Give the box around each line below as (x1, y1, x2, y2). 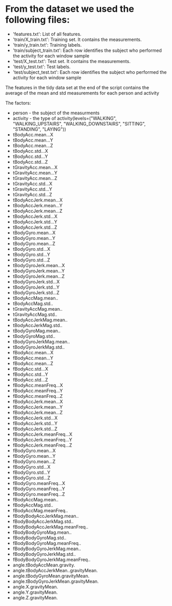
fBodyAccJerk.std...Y (12, 420, 58, 426)
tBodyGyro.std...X (12, 246, 51, 252)
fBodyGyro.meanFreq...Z (12, 491, 66, 497)
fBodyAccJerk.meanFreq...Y (12, 436, 73, 442)
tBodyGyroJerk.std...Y (12, 284, 60, 290)
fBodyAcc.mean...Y (12, 355, 54, 361)
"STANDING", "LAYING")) (12, 126, 67, 132)
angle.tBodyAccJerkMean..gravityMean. (12, 567, 98, 573)
